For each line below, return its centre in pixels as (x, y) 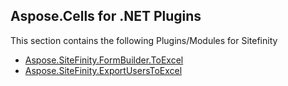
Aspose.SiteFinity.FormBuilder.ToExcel (104, 60)
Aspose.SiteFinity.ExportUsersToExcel (103, 70)
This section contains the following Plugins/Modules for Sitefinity (144, 40)
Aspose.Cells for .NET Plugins (106, 16)
